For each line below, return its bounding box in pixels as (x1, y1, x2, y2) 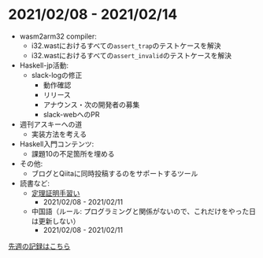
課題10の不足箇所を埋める (31, 149, 116, 158)
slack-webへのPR (43, 109, 100, 119)
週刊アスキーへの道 (19, 120, 83, 129)
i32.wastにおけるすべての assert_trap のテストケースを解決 (31, 41, 222, 50)
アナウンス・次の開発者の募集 (43, 100, 140, 109)
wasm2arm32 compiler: (19, 31, 97, 41)
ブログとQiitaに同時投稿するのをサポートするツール (31, 168, 198, 178)
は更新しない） (31, 216, 80, 226)
